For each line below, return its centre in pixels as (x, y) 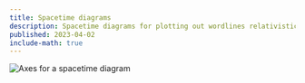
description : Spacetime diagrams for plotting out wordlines (128, 26)
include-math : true (46, 43)
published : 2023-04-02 (52, 34)
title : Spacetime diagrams (60, 18)
